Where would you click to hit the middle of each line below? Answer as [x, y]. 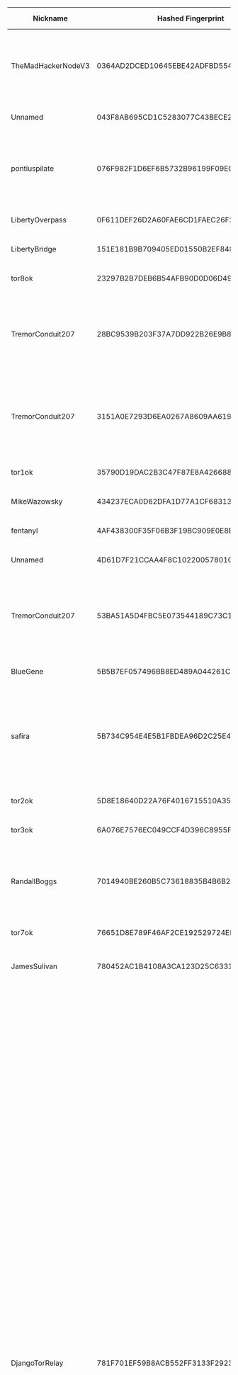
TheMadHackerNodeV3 [50, 66]
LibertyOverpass [39, 220]
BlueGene [27, 671]
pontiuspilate [33, 168]
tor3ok [22, 830]
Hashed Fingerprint [191, 18]
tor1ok [22, 472]
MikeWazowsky [37, 501]
